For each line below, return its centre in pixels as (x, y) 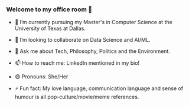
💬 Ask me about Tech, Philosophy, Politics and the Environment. (92, 51)
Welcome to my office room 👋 (49, 9)
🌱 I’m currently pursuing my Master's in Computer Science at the (93, 22)
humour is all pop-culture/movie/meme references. (77, 97)
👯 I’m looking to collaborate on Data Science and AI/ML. (82, 40)
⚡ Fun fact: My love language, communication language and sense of (99, 88)
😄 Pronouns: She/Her (41, 77)
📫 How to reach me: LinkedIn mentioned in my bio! (77, 63)
